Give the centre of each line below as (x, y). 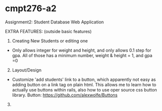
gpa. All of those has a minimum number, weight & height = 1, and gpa (82, 55)
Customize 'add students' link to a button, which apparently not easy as (84, 79)
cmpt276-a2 (31, 9)
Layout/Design (27, 70)
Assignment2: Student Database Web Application (54, 22)
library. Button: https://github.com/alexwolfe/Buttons (65, 95)
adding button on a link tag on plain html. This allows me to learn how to (84, 84)
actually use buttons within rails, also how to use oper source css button (84, 90)
